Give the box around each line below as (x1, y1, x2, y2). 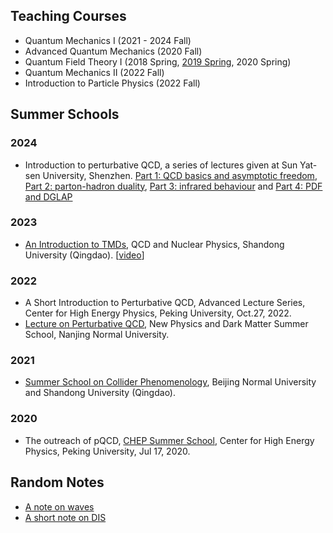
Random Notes (10, 474, 105, 491)
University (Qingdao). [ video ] (24, 249, 145, 261)
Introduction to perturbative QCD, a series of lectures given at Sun (24, 159, 298, 171)
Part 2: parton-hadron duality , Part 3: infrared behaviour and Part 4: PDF (24, 180, 323, 192)
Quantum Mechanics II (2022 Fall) (24, 66, 165, 78)
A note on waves (24, 500, 95, 513)
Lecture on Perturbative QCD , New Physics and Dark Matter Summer (24, 318, 309, 330)
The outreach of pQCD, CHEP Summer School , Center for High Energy (24, 434, 315, 446)
